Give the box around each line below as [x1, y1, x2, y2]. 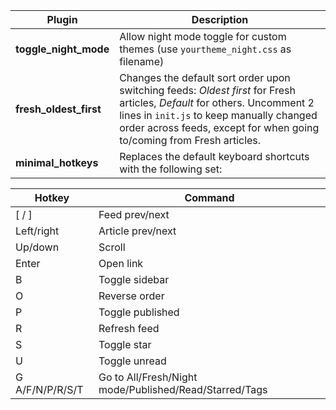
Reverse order [98, 289, 165, 303]
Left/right [15, 224, 60, 238]
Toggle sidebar [98, 273, 170, 286]
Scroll [98, 240, 126, 254]
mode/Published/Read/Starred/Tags [98, 383, 268, 396]
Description [191, 13, 249, 26]
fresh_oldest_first [15, 102, 102, 116]
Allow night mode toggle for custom [119, 30, 287, 43]
